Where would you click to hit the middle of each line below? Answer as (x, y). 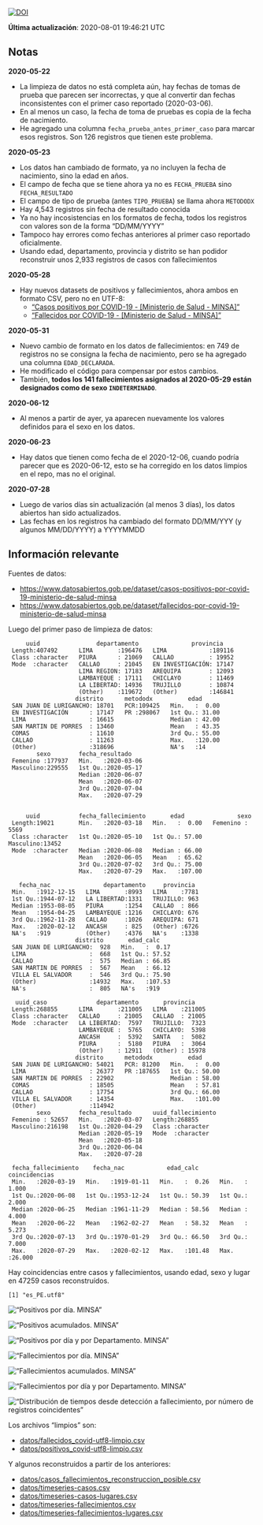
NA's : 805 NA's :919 (85, 988)
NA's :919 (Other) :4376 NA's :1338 (105, 933)
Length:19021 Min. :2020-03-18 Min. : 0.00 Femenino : (130, 823)
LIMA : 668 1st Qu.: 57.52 (91, 954)
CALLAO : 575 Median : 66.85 (91, 961)
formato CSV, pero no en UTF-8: (72, 298)
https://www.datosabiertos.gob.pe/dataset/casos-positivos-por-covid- (135, 588)
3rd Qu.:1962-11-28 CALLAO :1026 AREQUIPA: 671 (105, 919)
